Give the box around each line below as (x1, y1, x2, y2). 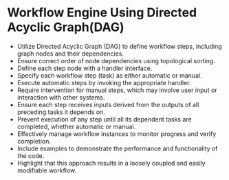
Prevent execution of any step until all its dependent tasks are (17, 115, 192, 123)
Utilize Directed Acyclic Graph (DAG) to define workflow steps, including (17, 42, 222, 50)
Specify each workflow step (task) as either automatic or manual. (17, 71, 202, 80)
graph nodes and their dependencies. (17, 49, 124, 58)
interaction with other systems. (17, 93, 105, 101)
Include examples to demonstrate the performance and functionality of (17, 144, 218, 153)
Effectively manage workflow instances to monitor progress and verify (17, 129, 217, 138)
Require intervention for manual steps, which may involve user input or (17, 86, 218, 94)
